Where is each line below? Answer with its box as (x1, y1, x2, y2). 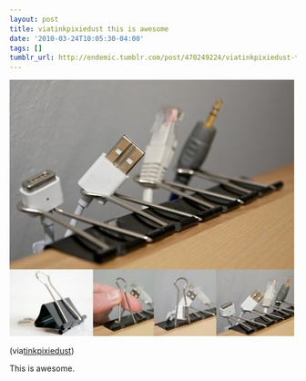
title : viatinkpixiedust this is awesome (9, 24, 169, 34)
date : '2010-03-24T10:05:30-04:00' (9, 34, 145, 43)
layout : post (9, 15, 59, 24)
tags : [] (9, 44, 43, 53)
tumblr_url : (9, 53, 55, 63)
